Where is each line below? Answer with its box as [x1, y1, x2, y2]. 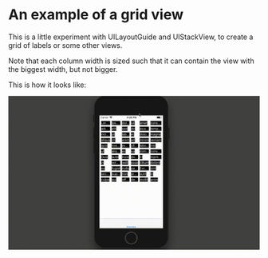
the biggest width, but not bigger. [8, 64, 118, 73]
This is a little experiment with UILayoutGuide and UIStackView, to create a [8, 32, 254, 42]
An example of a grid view [8, 6, 184, 24]
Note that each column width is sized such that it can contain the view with [8, 56, 254, 65]
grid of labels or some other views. [8, 40, 123, 50]
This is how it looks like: [8, 80, 87, 89]
